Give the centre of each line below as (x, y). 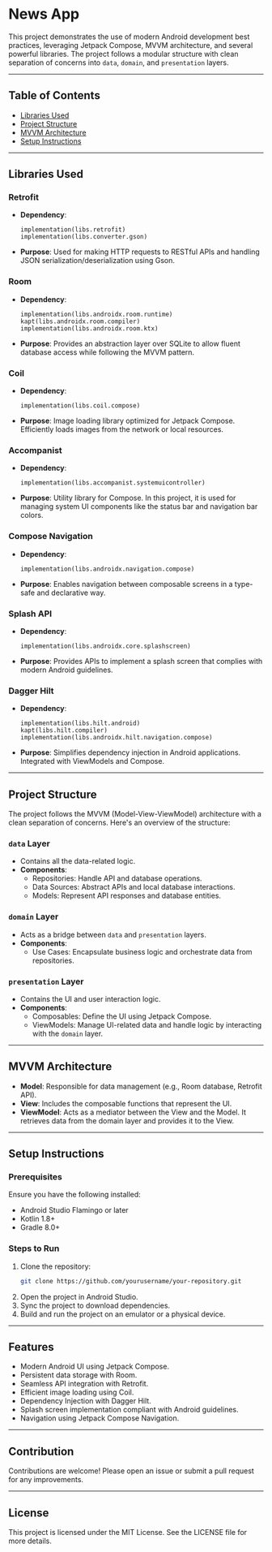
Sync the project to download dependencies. (95, 1305)
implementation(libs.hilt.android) (80, 723)
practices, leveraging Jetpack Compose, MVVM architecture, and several (131, 45)
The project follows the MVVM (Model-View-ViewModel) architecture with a (135, 814)
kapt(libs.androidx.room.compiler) (80, 321)
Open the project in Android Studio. (79, 1296)
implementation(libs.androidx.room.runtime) (96, 314)
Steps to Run (34, 1248)
